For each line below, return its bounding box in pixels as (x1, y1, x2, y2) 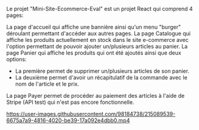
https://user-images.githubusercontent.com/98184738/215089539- (6, 111, 176, 117)
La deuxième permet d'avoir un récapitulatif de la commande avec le (15, 74, 187, 81)
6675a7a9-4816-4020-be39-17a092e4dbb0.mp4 (6, 117, 130, 124)
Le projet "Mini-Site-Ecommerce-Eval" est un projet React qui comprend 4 (6, 5, 193, 12)
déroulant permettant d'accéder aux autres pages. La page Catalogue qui (6, 30, 190, 37)
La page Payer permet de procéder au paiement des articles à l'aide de (6, 92, 185, 99)
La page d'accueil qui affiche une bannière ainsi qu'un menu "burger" (6, 24, 181, 30)
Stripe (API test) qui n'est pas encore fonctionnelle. (6, 98, 134, 106)
